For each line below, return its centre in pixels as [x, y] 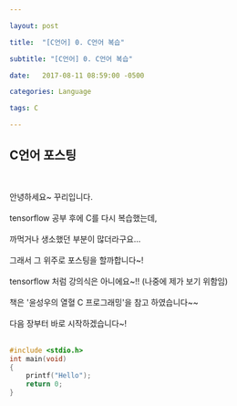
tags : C [24, 109]
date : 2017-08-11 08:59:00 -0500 [77, 75]
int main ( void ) [38, 359]
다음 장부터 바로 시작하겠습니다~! [68, 323]
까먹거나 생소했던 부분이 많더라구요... [75, 239]
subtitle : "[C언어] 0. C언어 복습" [72, 59]
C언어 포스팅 [43, 156]
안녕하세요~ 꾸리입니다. [52, 196]
